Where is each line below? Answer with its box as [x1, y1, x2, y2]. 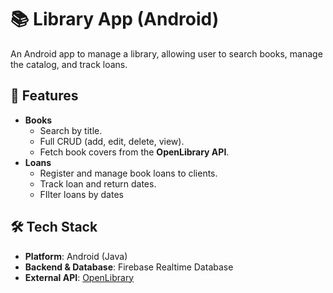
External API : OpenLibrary [24, 271, 135, 283]
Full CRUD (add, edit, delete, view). [39, 135, 185, 147]
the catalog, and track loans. [10, 58, 128, 70]
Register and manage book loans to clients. [39, 167, 218, 179]
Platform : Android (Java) [24, 250, 128, 262]
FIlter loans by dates [39, 188, 124, 200]
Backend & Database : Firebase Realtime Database [24, 261, 234, 273]
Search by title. [39, 124, 103, 136]
